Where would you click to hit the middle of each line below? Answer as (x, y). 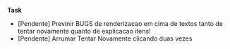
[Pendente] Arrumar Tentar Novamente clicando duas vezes (105, 38)
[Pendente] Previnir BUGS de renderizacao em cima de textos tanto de (120, 23)
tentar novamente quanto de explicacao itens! (84, 31)
